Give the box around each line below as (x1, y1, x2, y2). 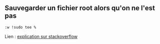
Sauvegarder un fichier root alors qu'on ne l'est (4, 4, 155, 12)
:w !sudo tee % (4, 25, 36, 30)
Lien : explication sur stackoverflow (4, 33, 78, 39)
